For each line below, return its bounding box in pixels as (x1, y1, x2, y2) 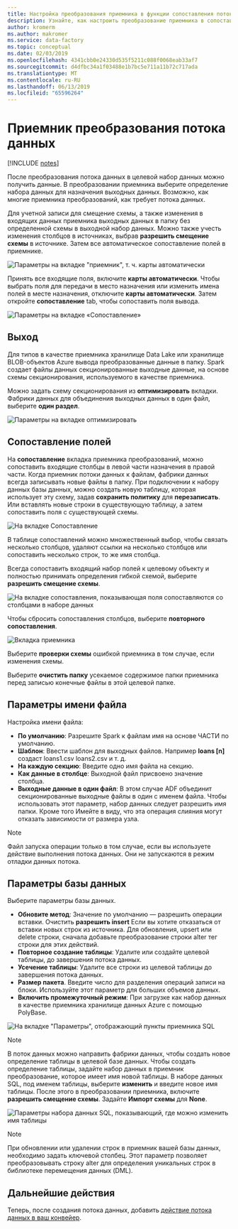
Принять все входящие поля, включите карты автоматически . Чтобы (7, 274, 220, 283)
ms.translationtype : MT (7, 70, 78, 77)
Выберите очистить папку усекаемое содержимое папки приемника (7, 671, 219, 679)
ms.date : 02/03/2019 (7, 50, 69, 58)
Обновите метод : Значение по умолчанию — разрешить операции (17, 910, 222, 919)
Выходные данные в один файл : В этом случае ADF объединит (17, 784, 212, 793)
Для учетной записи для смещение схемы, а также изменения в (7, 209, 203, 217)
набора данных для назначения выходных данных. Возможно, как (7, 188, 209, 196)
